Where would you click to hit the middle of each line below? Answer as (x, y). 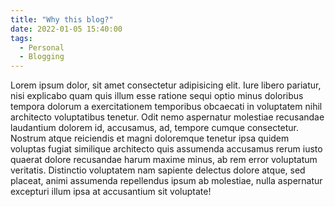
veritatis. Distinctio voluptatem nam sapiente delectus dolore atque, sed (158, 170)
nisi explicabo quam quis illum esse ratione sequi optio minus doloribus (157, 96)
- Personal (42, 47)
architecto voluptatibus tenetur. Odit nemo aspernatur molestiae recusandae (167, 117)
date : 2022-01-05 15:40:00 (66, 29)
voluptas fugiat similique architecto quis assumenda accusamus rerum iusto (166, 149)
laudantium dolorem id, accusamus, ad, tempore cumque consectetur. (155, 128)
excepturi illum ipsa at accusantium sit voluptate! (111, 192)
